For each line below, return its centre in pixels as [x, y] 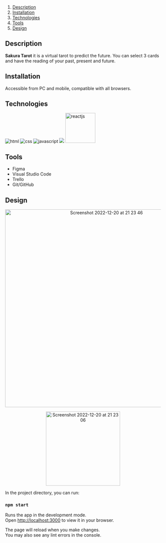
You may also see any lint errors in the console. [53, 535]
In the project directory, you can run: [42, 493]
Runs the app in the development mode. [46, 515]
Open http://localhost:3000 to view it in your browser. [60, 520]
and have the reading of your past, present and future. [60, 61]
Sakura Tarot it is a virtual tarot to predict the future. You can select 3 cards [82, 55]
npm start [17, 505]
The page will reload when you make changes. [53, 530]
